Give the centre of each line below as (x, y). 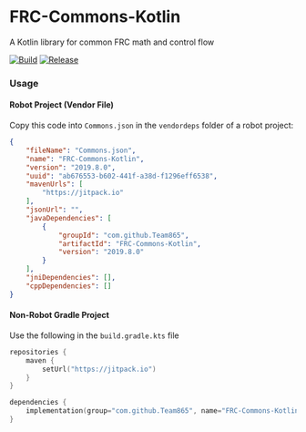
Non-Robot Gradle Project (59, 315)
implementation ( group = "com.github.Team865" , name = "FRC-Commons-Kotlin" (164, 411)
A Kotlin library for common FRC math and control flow (112, 42)
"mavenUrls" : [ (55, 184)
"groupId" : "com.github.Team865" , (123, 235)
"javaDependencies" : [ (69, 218)
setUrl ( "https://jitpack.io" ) (99, 369)
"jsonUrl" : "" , (55, 210)
